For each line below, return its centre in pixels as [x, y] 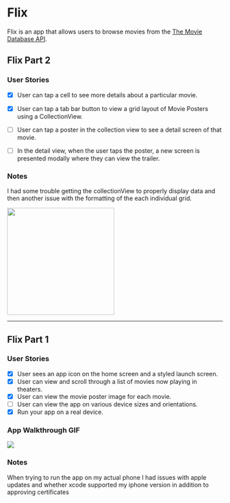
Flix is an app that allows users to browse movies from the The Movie [105, 32]
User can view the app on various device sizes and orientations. [107, 404]
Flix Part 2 [29, 61]
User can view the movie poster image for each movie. [94, 396]
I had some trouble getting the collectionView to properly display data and [111, 191]
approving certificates [38, 492]
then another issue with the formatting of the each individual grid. [100, 198]
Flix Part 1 [28, 340]
